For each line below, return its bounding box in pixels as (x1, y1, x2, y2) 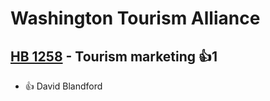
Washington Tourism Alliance (10, 7, 261, 30)
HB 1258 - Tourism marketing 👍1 (10, 48, 218, 65)
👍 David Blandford (24, 80, 103, 92)
